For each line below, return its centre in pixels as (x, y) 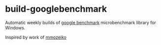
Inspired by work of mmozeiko (36, 37)
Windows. (15, 27)
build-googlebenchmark (56, 9)
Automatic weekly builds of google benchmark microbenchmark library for (81, 22)
